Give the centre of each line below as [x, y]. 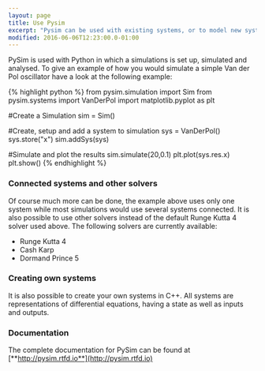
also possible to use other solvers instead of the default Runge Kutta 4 [123, 217]
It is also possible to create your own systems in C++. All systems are [121, 295]
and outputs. [29, 312]
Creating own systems [52, 279]
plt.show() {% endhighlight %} [58, 163]
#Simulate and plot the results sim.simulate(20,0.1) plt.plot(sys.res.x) [119, 155]
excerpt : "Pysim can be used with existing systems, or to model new [125, 30]
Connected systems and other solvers [83, 184]
